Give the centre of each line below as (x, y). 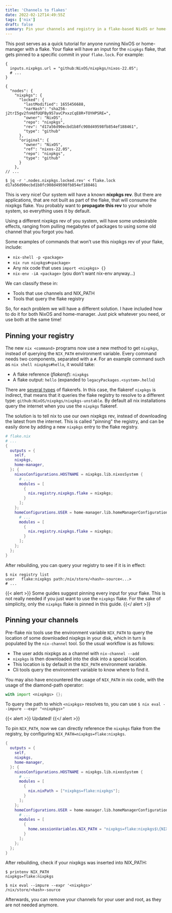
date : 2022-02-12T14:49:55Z (35, 15)
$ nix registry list (27, 575)
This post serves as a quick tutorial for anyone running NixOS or (73, 44)
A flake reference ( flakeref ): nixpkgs (51, 374)
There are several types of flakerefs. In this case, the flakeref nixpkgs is (81, 390)
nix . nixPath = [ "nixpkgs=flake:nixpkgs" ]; (74, 791)
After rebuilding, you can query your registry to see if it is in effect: (76, 565)
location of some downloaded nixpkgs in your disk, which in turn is (76, 638)
